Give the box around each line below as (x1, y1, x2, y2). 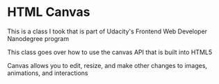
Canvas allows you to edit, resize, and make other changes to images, (7, 61, 207, 69)
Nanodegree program (7, 34, 70, 42)
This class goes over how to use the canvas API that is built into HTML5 (7, 48, 213, 56)
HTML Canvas (7, 4, 90, 20)
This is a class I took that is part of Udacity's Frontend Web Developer (7, 27, 207, 35)
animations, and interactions (7, 69, 88, 77)
